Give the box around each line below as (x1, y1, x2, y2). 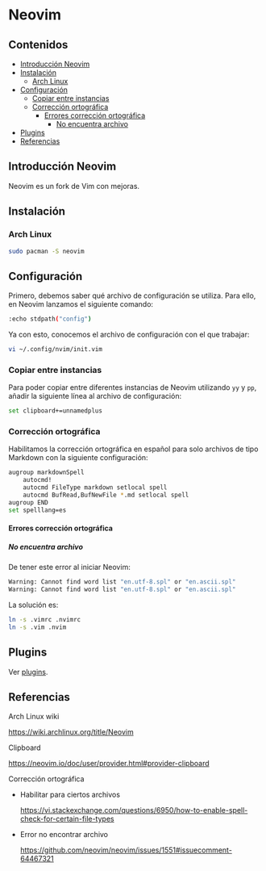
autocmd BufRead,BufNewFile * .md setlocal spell (23, 491, 189, 500)
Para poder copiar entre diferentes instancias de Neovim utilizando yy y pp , (8, 383, 257, 392)
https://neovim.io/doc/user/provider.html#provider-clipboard (8, 759, 210, 768)
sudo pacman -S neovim (8, 247, 85, 255)
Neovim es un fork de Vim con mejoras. (8, 181, 139, 191)
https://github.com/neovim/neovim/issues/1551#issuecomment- (19, 845, 232, 855)
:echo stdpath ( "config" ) (8, 315, 92, 324)
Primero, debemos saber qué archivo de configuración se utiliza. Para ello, (8, 291, 256, 300)
